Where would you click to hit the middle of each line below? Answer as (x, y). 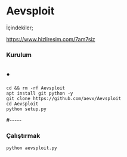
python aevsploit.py (32, 148)
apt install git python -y (40, 93)
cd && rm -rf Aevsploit (36, 88)
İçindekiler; (20, 28)
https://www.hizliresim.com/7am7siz (51, 39)
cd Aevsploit (22, 104)
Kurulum (19, 55)
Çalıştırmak (23, 135)
